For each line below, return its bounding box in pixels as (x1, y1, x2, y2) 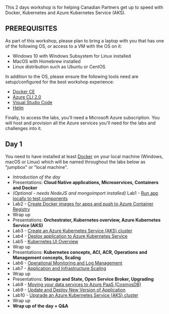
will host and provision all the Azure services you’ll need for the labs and (5, 120, 156, 126)
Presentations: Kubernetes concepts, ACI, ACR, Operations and (12, 249, 147, 255)
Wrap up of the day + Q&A (12, 303, 69, 309)
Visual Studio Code (12, 99, 53, 105)
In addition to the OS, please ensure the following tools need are (5, 73, 139, 79)
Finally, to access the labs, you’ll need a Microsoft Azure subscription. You (5, 114, 160, 120)
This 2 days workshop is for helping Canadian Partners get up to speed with (5, 5, 163, 10)
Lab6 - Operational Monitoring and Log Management (12, 260, 123, 266)
